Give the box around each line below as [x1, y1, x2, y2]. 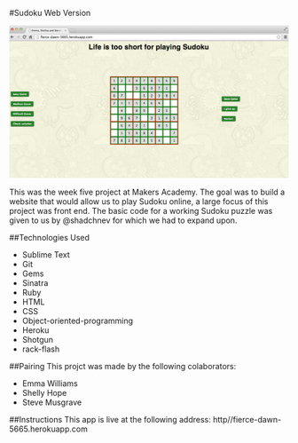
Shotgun [21, 335, 54, 345]
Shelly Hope [21, 388, 67, 399]
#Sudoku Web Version [9, 8, 91, 18]
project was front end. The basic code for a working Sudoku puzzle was [9, 206, 273, 217]
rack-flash [21, 344, 60, 354]
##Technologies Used [9, 233, 90, 243]
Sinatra [21, 278, 49, 289]
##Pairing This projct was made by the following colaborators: [9, 361, 237, 372]
